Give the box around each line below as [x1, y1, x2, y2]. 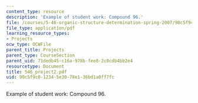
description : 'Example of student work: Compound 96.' [6, 14, 144, 20]
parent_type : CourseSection [6, 52, 75, 58]
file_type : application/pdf [6, 25, 75, 31]
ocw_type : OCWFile [6, 42, 51, 48]
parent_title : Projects [6, 47, 65, 53]
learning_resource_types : [6, 31, 70, 36]
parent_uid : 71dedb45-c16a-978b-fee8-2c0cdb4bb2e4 [6, 58, 133, 64]
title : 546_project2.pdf [6, 69, 67, 75]
